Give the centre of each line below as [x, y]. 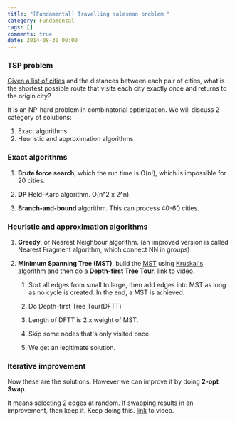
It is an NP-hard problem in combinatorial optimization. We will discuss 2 [114, 110]
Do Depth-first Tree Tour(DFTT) [75, 307]
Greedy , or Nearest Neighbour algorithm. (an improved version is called [123, 242]
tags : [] [20, 27]
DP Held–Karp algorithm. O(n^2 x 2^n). [74, 194]
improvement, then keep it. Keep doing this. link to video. [91, 411]
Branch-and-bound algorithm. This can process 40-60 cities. [108, 208]
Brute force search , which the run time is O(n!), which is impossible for [122, 173]
